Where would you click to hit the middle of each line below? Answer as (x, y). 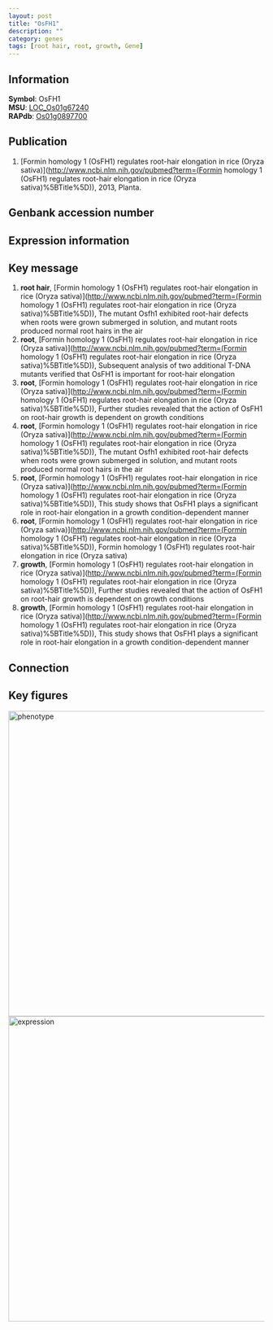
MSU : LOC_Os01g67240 (49, 107)
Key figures (38, 696)
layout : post (30, 16)
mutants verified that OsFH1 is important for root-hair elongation (128, 374)
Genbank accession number (81, 213)
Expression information (69, 241)
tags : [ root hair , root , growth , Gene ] (76, 46)
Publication (38, 142)
